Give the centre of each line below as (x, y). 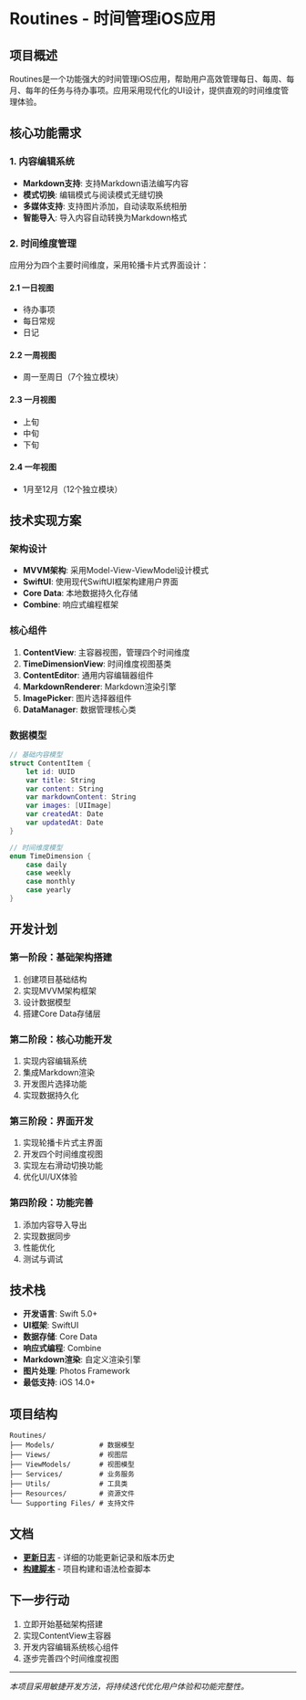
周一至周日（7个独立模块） (73, 377)
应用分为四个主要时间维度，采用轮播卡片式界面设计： (109, 265)
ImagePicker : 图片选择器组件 (77, 698)
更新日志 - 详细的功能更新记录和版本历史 (99, 1557)
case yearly (48, 890)
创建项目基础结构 (55, 979)
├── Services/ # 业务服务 (72, 1474)
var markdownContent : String (81, 797)
